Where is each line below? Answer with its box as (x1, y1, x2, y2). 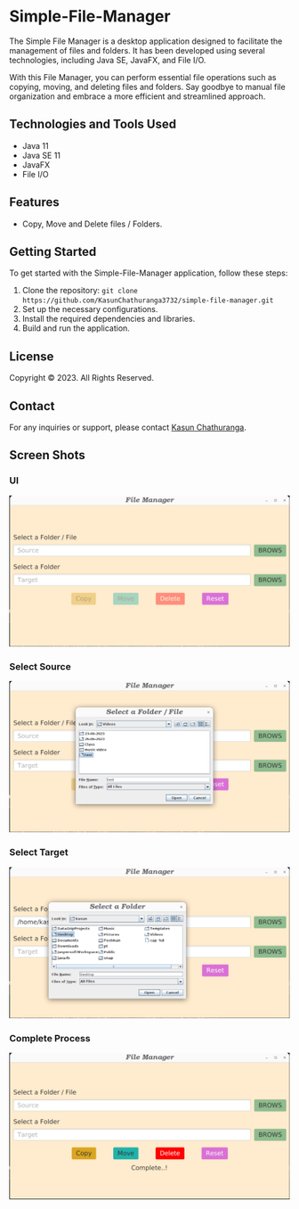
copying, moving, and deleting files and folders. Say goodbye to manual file (9, 81, 287, 92)
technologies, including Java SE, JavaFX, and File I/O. (9, 54, 206, 65)
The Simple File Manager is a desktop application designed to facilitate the (9, 36, 283, 46)
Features (9, 194, 60, 210)
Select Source (9, 660, 71, 672)
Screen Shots (9, 448, 86, 463)
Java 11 (21, 140, 49, 151)
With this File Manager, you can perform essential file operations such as (9, 71, 277, 82)
